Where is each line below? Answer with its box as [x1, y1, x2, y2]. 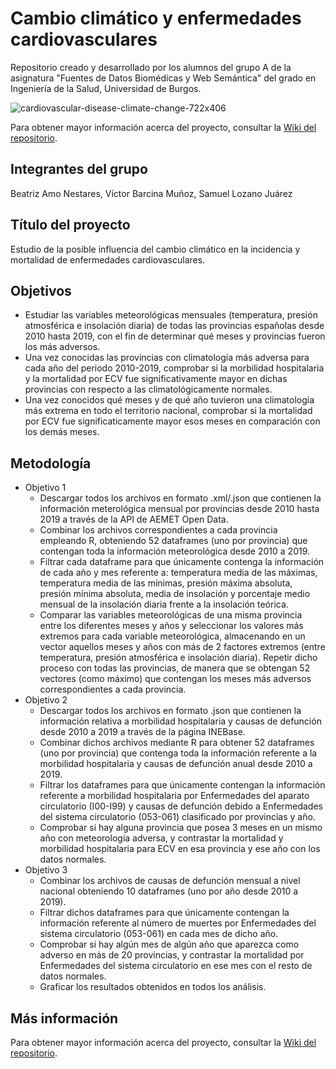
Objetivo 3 [24, 864, 68, 876]
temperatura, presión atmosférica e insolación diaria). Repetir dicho [39, 652, 318, 664]
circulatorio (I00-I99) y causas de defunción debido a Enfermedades [39, 800, 323, 812]
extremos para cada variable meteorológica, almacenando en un [39, 630, 306, 642]
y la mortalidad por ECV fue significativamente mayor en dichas [24, 373, 288, 385]
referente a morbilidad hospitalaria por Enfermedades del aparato [39, 790, 310, 802]
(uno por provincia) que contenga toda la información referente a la [39, 747, 318, 759]
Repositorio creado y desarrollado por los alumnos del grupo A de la [10, 61, 292, 73]
